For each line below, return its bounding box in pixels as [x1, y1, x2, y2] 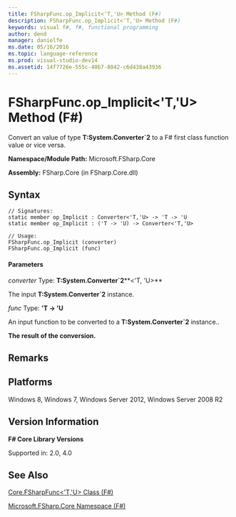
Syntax [8, 188, 41, 200]
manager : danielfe [8, 37, 63, 44]
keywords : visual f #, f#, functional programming [8, 24, 159, 31]
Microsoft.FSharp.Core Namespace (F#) [8, 502, 126, 511]
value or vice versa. [8, 140, 66, 149]
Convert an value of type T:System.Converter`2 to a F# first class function [8, 133, 229, 141]
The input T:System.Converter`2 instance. [8, 290, 135, 298]
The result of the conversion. [8, 331, 96, 339]
